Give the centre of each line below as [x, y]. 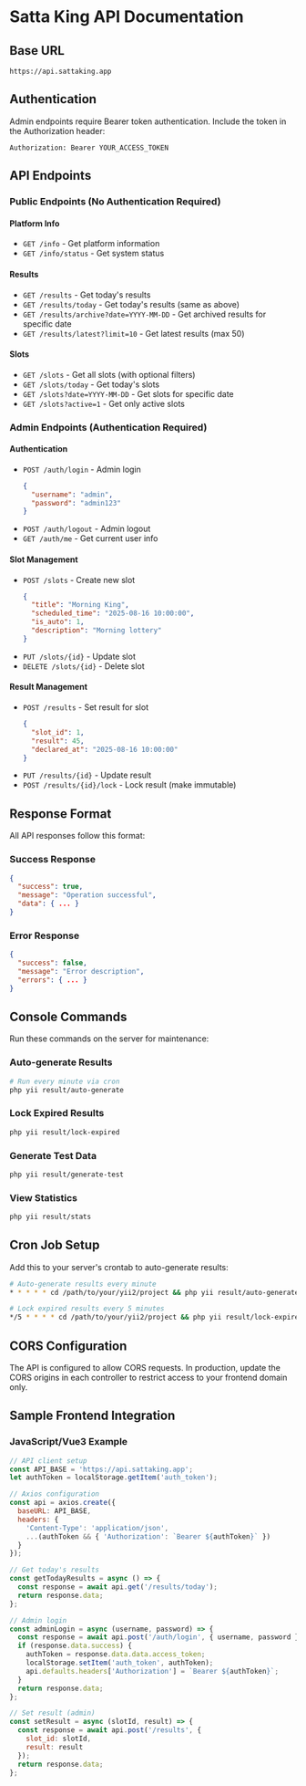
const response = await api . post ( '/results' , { [110, 1730]
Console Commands [68, 1016]
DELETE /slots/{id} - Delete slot [84, 666]
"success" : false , [53, 963]
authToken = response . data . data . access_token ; [116, 1655]
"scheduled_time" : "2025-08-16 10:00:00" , [113, 613]
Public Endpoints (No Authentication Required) [115, 202]
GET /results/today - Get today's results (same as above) [131, 304]
